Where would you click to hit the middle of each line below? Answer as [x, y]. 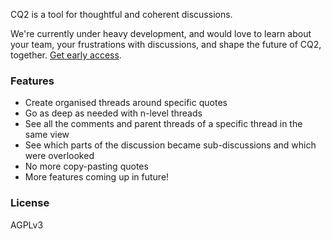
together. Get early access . [66, 55]
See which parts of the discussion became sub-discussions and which [170, 145]
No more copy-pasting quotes [86, 166]
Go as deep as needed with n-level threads [113, 113]
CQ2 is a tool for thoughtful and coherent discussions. [121, 14]
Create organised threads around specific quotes [126, 103]
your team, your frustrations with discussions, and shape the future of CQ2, [166, 44]
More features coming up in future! [97, 177]
